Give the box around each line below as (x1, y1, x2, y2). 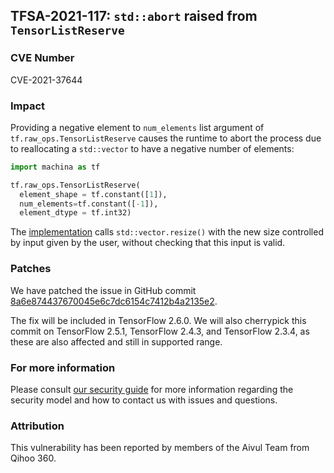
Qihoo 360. (10, 452, 57, 464)
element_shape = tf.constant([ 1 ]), (19, 189, 168, 199)
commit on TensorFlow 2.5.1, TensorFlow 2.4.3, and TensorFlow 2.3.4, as (10, 325, 310, 337)
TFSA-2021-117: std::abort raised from (10, 8, 258, 25)
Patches (10, 262, 52, 276)
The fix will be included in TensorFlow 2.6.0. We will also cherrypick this (10, 314, 307, 326)
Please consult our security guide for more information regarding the (10, 383, 294, 395)
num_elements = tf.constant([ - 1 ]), (19, 199, 159, 209)
